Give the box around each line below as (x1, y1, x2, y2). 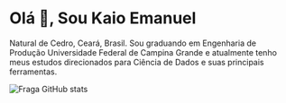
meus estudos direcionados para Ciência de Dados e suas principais (9, 56, 264, 67)
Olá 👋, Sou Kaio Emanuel (9, 8, 197, 29)
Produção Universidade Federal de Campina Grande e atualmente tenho (9, 47, 278, 57)
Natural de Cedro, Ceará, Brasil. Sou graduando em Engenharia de (9, 38, 257, 48)
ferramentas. (9, 66, 58, 77)
